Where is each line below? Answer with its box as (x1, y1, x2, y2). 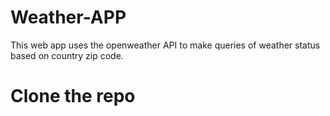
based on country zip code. (10, 49, 124, 61)
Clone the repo (10, 85, 136, 108)
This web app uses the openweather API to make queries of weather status (10, 39, 321, 51)
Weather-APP (10, 6, 127, 29)
